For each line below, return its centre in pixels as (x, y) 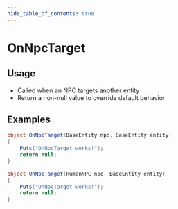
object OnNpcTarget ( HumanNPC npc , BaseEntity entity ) (87, 174)
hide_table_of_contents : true (51, 14)
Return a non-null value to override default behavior (91, 97)
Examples (29, 120)
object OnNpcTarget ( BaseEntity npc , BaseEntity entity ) (89, 135)
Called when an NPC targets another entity (78, 90)
